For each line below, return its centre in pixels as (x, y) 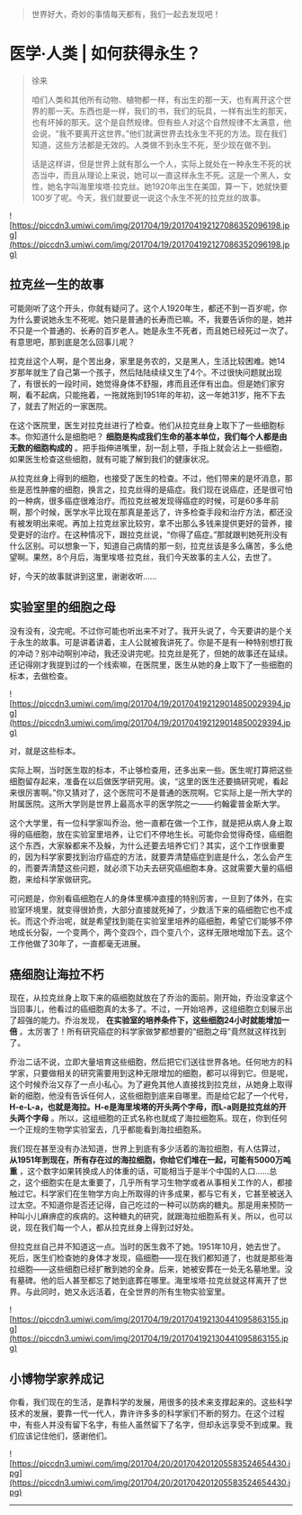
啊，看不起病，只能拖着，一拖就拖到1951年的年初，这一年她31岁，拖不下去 (147, 395)
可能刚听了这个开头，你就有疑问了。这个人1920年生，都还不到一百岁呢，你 (148, 308)
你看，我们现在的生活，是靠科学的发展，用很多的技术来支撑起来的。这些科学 (151, 1402)
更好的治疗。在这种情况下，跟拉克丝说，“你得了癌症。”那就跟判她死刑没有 (152, 534)
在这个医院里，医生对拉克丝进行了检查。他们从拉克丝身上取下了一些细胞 (143, 425)
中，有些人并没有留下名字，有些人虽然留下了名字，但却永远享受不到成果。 (147, 1425)
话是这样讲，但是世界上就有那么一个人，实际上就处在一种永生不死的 (157, 164)
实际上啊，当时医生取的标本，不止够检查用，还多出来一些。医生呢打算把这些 (151, 770)
